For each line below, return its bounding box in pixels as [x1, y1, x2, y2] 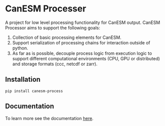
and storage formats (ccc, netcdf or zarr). [12, 61, 98, 67]
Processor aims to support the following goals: [5, 24, 101, 30]
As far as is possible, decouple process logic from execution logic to [12, 50, 152, 56]
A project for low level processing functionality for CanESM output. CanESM [5, 19, 160, 25]
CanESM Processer [5, 3, 87, 14]
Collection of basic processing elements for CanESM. [12, 34, 121, 40]
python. [12, 45, 28, 51]
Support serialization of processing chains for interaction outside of [12, 39, 151, 45]
